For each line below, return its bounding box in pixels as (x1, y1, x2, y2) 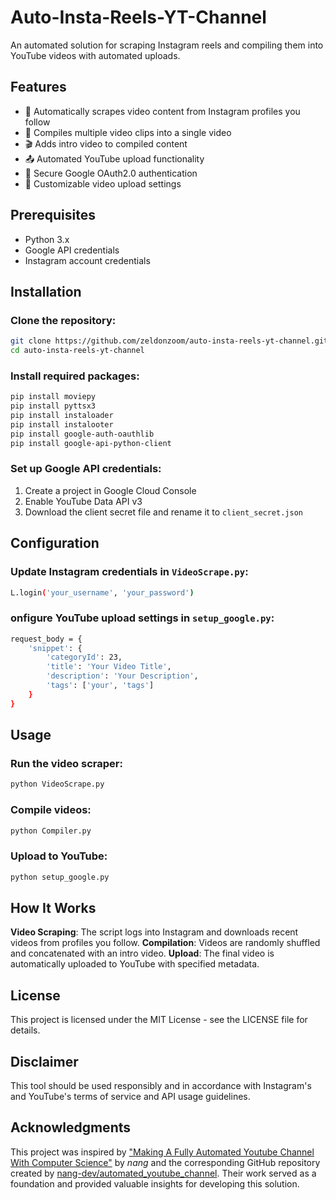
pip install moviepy (10, 392, 97, 402)
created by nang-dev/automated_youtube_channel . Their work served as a (10, 1167, 317, 1179)
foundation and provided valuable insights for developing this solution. (10, 1177, 300, 1190)
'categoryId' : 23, (46, 652, 123, 663)
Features (10, 79, 67, 96)
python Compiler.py (10, 826, 92, 836)
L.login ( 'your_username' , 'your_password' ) (10, 587, 195, 598)
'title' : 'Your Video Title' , (46, 662, 172, 672)
